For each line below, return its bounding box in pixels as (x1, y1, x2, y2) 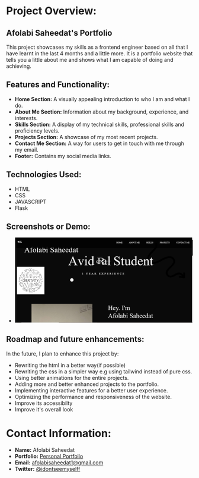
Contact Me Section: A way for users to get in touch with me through (14, 140, 185, 147)
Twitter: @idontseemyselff (14, 465, 81, 472)
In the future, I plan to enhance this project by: (6, 350, 119, 357)
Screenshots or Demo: (6, 222, 91, 232)
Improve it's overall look (14, 405, 73, 413)
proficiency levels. (14, 127, 60, 134)
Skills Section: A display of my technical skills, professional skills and (14, 121, 185, 128)
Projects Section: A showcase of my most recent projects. (14, 133, 158, 140)
